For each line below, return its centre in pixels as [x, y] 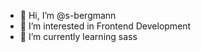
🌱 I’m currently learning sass [78, 36]
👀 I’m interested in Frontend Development [105, 26]
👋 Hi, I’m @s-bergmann [68, 15]
